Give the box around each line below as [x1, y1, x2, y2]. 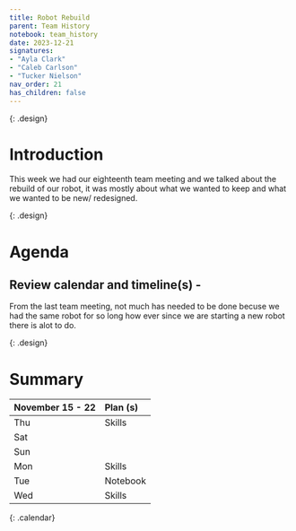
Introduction [9, 144, 104, 164]
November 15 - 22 [13, 401, 96, 413]
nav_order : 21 [9, 80, 63, 89]
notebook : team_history [9, 30, 99, 39]
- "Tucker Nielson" [9, 72, 83, 81]
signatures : [9, 47, 54, 56]
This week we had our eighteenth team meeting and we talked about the [9, 174, 276, 185]
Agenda [9, 241, 69, 262]
